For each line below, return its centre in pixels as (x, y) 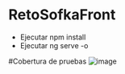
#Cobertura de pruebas (48, 61)
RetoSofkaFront (62, 15)
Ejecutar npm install (53, 37)
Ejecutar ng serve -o (54, 45)
